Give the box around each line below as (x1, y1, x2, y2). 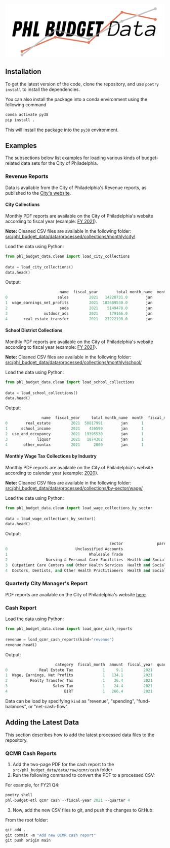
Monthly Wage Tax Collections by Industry (5, 453, 97, 459)
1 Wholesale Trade (5, 552, 123, 557)
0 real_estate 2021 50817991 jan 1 (5, 421, 144, 426)
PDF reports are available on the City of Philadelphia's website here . (5, 591, 147, 597)
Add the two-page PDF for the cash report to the (12, 761, 114, 767)
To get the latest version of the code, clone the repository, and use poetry (5, 81, 159, 87)
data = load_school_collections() (5, 390, 78, 396)
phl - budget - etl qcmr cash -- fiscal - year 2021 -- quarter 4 (5, 798, 130, 803)
